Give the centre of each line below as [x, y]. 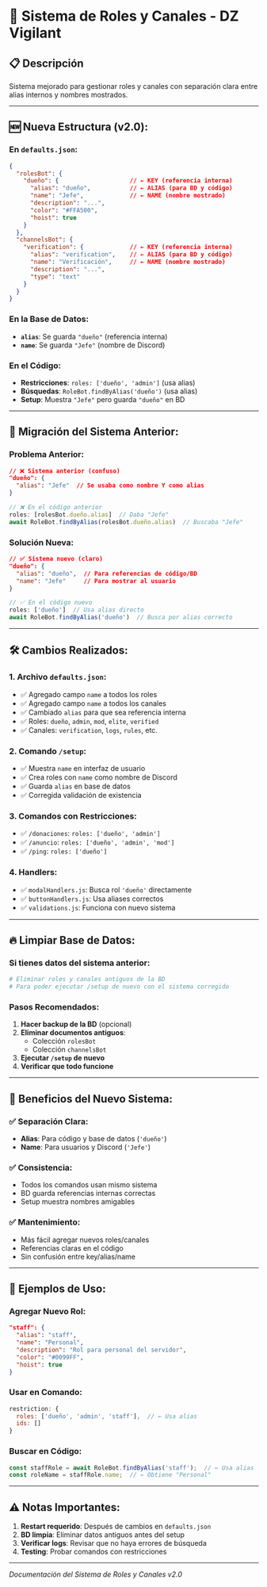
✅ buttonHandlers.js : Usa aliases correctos [92, 899]
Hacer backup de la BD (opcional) [76, 1024]
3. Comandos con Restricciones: [73, 816]
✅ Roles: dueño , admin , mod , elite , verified [90, 721]
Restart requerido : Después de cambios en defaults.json [116, 1527]
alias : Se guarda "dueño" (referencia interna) [94, 336]
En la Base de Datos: [49, 319]
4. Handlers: [33, 872]
